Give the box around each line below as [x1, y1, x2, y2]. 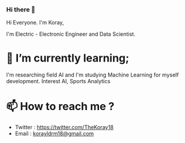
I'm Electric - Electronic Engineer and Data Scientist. [6, 31, 136, 38]
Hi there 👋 [6, 5, 36, 14]
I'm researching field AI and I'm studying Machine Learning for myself [6, 71, 179, 78]
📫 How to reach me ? [6, 100, 115, 113]
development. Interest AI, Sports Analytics [6, 78, 111, 85]
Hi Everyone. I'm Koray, [6, 19, 64, 26]
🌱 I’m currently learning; [6, 51, 130, 65]
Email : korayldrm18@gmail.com [14, 130, 94, 137]
